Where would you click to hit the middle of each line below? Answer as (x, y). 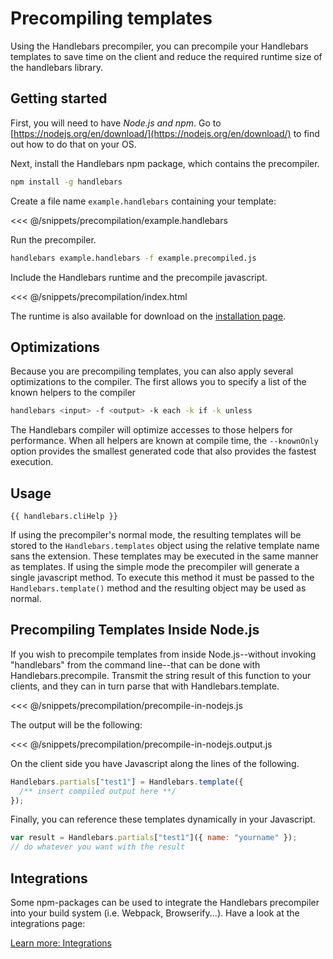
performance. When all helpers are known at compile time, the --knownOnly (164, 441)
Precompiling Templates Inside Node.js (135, 630)
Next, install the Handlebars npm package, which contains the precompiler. (165, 163)
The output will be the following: (76, 724)
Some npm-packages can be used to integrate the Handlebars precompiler (165, 902)
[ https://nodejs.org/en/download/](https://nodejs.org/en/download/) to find (165, 133)
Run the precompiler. (53, 239)
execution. (32, 462)
